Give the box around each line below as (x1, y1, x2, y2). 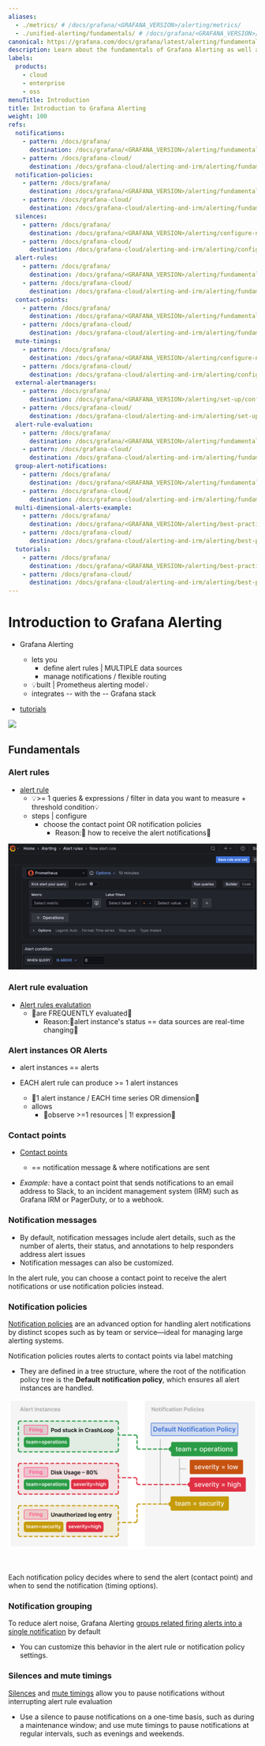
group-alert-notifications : (15, 462, 108, 470)
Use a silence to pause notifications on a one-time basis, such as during (19, 1712, 255, 1722)
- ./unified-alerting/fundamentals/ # (15, 29, 144, 37)
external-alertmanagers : (15, 379, 97, 387)
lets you (31, 655, 58, 664)
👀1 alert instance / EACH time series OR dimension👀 (31, 1094, 200, 1103)
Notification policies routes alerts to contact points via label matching (8, 1351, 233, 1360)
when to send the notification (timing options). (8, 1581, 159, 1591)
